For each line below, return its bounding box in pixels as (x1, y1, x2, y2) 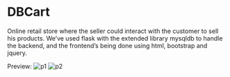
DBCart (7, 4, 50, 20)
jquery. (7, 49, 28, 57)
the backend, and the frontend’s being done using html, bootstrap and (7, 41, 208, 49)
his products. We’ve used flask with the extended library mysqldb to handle (7, 34, 223, 42)
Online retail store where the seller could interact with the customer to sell (7, 27, 219, 35)
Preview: (7, 62, 33, 70)
